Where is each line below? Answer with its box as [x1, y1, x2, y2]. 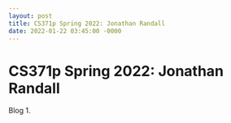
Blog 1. [8, 106, 31, 116]
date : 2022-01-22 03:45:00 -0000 [8, 27, 122, 35]
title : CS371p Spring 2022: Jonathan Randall [8, 19, 165, 28]
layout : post [8, 11, 53, 20]
